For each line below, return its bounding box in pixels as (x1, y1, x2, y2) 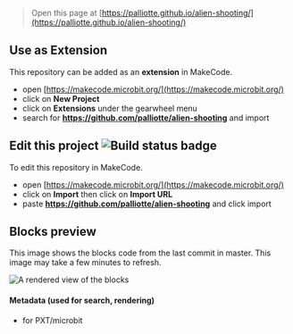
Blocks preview (9, 224, 96, 239)
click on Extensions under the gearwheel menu (21, 103, 198, 113)
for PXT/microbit (21, 314, 83, 325)
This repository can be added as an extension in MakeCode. (9, 66, 233, 77)
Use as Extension (9, 43, 108, 58)
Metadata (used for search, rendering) (9, 295, 155, 306)
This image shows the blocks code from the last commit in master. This (9, 247, 272, 258)
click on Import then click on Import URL (21, 188, 173, 199)
